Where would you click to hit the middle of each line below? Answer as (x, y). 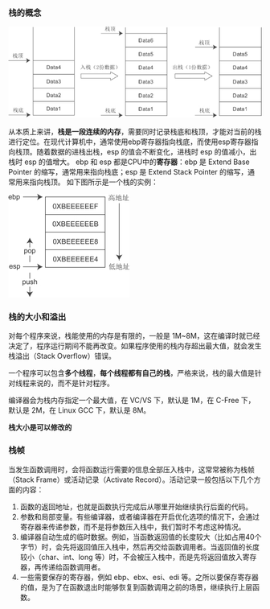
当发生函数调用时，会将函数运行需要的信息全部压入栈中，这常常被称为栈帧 (131, 469)
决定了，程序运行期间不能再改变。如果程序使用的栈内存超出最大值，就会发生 (135, 346)
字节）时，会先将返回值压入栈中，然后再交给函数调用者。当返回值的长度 (139, 547)
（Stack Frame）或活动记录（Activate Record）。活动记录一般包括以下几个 (131, 479)
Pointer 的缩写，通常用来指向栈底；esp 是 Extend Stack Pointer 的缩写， (128, 171)
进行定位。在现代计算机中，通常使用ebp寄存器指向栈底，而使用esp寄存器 (130, 142)
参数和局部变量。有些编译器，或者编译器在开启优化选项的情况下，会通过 (139, 516)
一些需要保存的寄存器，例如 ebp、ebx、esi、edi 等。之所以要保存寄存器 (139, 577)
